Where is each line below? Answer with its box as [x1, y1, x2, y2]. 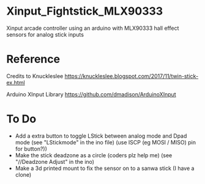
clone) [15, 171, 32, 178]
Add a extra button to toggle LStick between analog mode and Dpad [15, 132, 187, 140]
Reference [6, 52, 60, 66]
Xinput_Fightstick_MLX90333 [6, 4, 163, 18]
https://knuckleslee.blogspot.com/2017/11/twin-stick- [64, 72, 199, 80]
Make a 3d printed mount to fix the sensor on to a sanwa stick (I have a [15, 165, 195, 172]
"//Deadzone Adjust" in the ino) [15, 158, 95, 165]
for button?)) [15, 145, 48, 152]
